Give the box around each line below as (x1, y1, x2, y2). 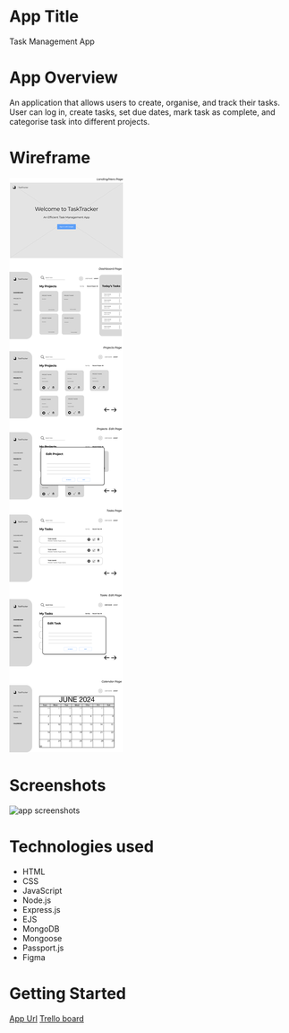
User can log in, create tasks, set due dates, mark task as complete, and (9, 106, 276, 118)
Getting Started (9, 983, 127, 1003)
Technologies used (9, 836, 155, 856)
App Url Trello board (9, 1012, 85, 1024)
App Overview (9, 67, 118, 88)
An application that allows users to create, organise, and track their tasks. (9, 97, 280, 108)
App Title (9, 6, 79, 27)
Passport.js (21, 942, 64, 953)
